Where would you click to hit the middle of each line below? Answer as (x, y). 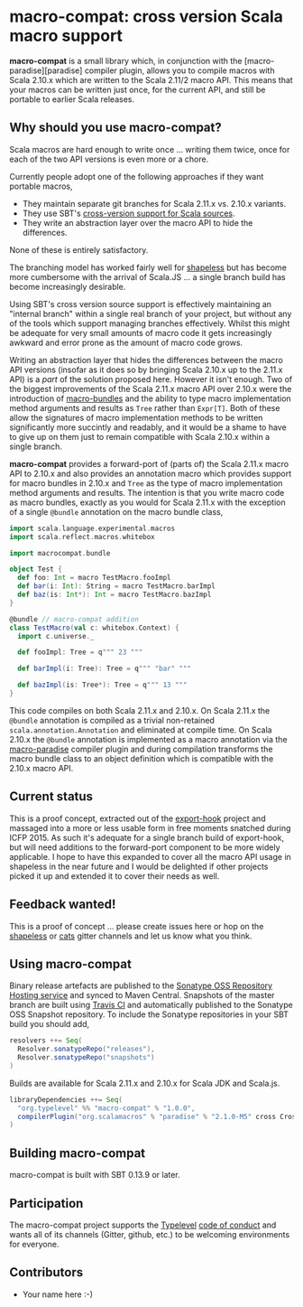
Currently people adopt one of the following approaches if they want (137, 176)
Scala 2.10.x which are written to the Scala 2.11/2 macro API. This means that (151, 79)
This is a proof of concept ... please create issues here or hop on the (137, 926)
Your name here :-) (57, 1294)
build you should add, (50, 1024)
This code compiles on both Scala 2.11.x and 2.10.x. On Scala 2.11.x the (140, 710)
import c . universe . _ (56, 636)
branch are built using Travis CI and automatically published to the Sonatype (151, 1005)
